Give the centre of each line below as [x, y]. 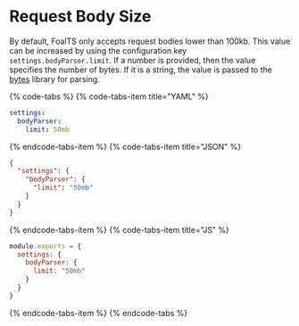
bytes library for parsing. [54, 79]
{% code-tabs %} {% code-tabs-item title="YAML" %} [109, 96]
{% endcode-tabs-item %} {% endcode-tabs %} [99, 313]
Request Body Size [80, 17]
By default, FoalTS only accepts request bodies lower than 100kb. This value [150, 41]
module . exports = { [46, 246]
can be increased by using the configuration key [98, 50]
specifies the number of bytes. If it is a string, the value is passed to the [141, 70]
